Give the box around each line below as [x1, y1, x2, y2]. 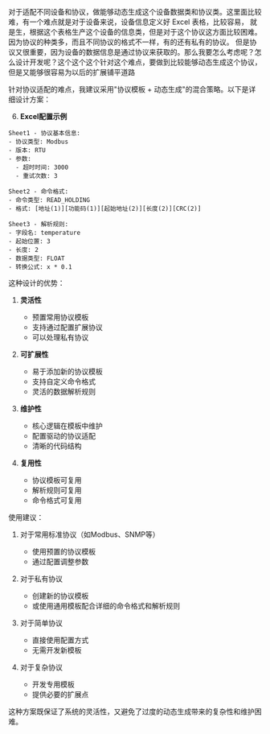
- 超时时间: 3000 [15, 163, 69, 171]
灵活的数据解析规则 [31, 387, 96, 396]
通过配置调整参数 [31, 557, 89, 566]
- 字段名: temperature [8, 229, 81, 237]
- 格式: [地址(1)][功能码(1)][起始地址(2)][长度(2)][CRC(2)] [8, 204, 202, 212]
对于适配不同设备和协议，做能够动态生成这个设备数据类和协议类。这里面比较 [8, 7, 262, 16]
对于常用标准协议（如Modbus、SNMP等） [19, 530, 160, 539]
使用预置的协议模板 [31, 546, 96, 556]
